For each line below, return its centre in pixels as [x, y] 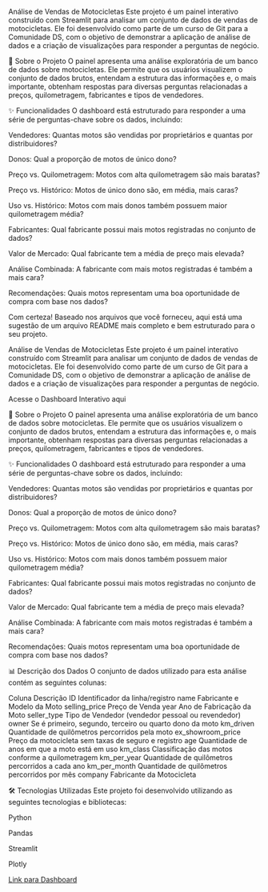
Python [20, 818]
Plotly [18, 864]
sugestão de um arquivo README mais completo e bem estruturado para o [132, 326]
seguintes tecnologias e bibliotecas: [68, 802]
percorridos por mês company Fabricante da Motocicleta [102, 774]
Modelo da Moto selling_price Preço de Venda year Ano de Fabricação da [130, 706]
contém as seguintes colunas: [58, 682]
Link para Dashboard [43, 880]
